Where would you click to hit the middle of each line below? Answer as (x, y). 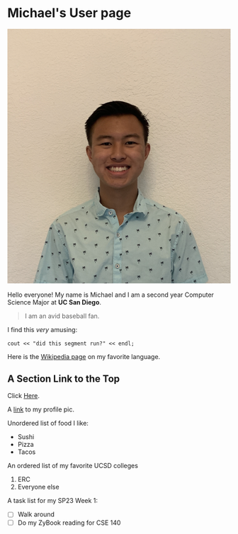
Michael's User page (69, 13)
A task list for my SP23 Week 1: (52, 501)
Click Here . (24, 396)
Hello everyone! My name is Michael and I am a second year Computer (111, 295)
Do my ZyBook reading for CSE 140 (69, 523)
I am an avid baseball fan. (62, 316)
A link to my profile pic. (41, 409)
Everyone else (38, 487)
